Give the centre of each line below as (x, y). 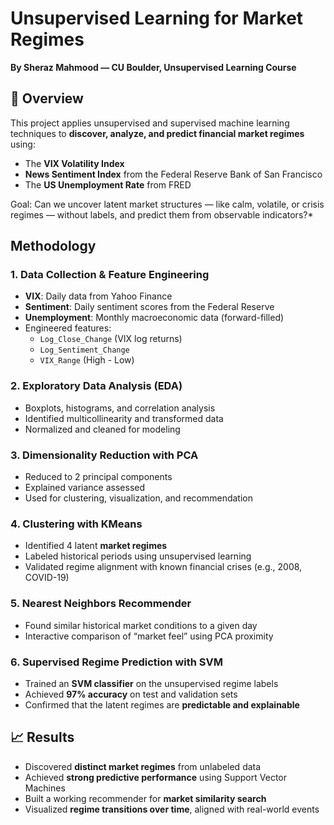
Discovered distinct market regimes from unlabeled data (143, 766)
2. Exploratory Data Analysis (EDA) (96, 386)
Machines (45, 788)
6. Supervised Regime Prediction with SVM (116, 662)
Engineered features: (68, 328)
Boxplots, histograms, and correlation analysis (120, 408)
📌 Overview (47, 98)
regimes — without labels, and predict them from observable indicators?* (162, 214)
